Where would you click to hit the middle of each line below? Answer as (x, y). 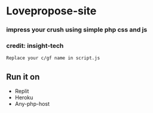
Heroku (24, 97)
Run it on (23, 77)
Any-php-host (32, 104)
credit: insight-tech (35, 46)
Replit (22, 91)
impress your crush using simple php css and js (77, 30)
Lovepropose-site (51, 11)
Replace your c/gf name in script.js (53, 58)
